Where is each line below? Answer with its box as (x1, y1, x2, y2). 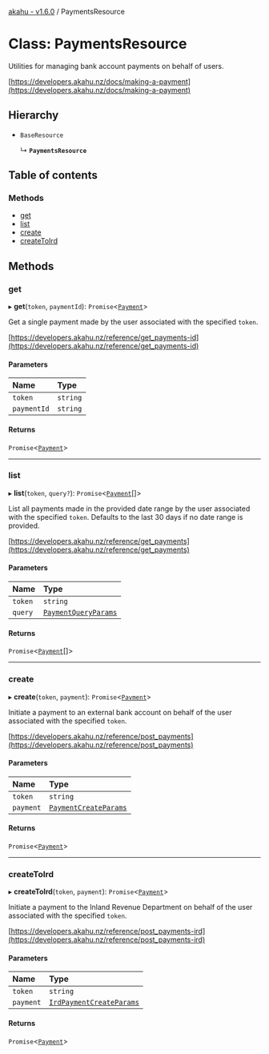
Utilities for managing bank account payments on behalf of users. (8, 61, 224, 70)
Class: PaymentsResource (8, 35, 187, 53)
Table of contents (8, 168, 98, 183)
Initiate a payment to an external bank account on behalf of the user (8, 707, 232, 717)
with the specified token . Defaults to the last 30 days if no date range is (8, 512, 243, 521)
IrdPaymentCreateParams (49, 998, 140, 1008)
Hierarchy (8, 108, 59, 123)
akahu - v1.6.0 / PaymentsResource (8, 7, 126, 16)
